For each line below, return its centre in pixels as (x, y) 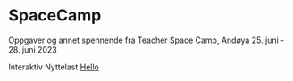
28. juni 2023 (33, 49)
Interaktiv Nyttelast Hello (54, 67)
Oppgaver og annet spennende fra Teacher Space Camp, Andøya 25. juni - (146, 40)
